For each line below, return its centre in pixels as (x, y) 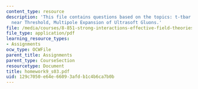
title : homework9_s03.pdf (38, 71)
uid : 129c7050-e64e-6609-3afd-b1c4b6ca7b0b (60, 77)
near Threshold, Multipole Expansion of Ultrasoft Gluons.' (87, 22)
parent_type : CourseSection (41, 60)
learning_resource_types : (38, 39)
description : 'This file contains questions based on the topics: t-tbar (99, 17)
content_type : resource (35, 11)
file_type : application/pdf (41, 33)
